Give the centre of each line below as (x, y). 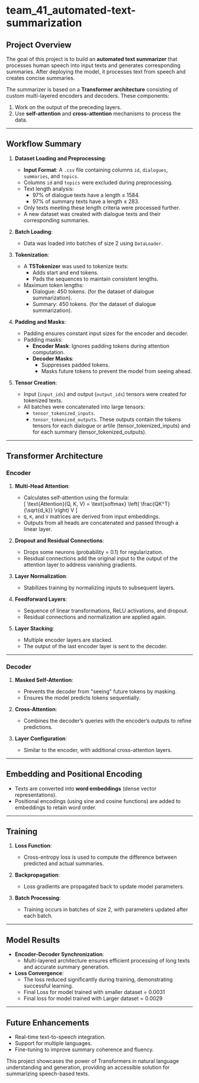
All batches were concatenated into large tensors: (84, 406)
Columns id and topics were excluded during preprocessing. (98, 182)
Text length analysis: (49, 189)
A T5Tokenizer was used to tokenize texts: (76, 266)
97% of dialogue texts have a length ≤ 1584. (86, 195)
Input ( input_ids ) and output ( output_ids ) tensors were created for (105, 394)
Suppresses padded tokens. (76, 365)
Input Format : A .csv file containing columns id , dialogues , (96, 170)
